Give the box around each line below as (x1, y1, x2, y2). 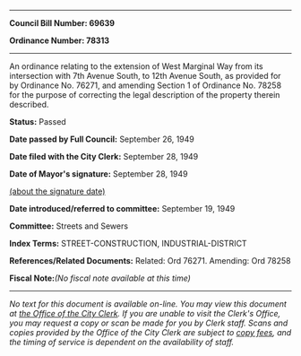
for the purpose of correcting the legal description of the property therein (9, 90, 280, 100)
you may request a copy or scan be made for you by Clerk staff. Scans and (9, 317, 288, 328)
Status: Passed (9, 117, 67, 126)
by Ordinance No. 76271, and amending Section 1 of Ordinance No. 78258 (9, 80, 282, 91)
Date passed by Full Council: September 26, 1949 (9, 134, 194, 144)
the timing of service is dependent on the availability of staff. (9, 337, 235, 347)
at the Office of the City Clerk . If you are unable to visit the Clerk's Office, (9, 308, 281, 318)
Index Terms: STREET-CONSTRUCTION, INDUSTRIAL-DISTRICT (9, 239, 248, 248)
